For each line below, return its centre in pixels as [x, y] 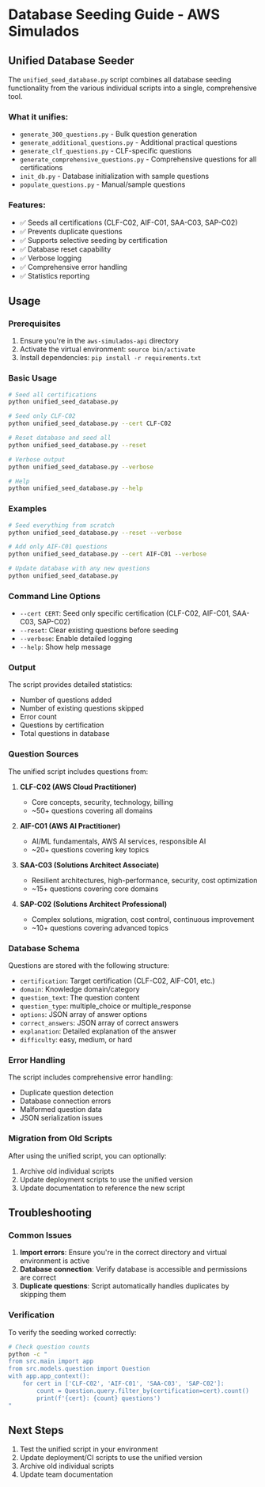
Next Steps [36, 1430]
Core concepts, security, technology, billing [102, 802]
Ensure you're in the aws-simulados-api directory [99, 341]
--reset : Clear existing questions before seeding [99, 630]
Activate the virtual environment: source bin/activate [107, 349]
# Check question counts [49, 1347]
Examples [28, 509]
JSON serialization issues [61, 1118]
